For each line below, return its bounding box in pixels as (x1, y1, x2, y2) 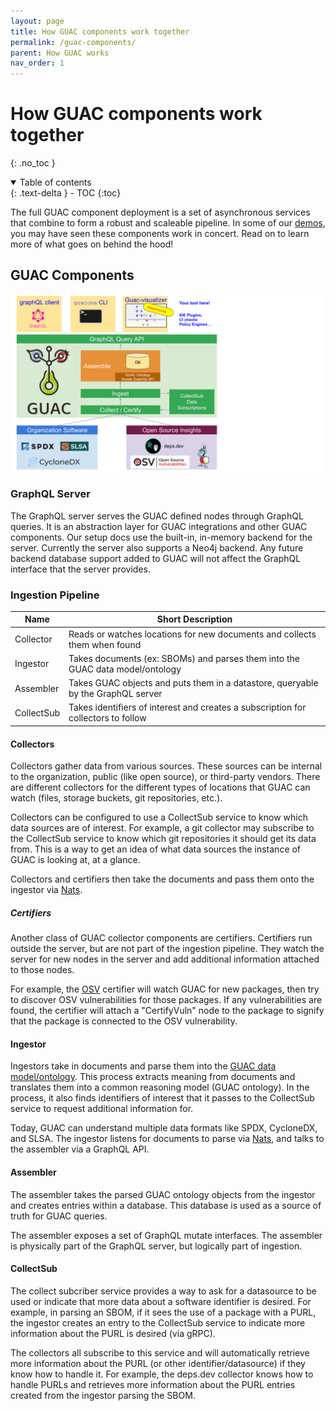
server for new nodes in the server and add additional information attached (10, 953, 320, 965)
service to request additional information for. (10, 1103, 194, 1115)
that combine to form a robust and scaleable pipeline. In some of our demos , (10, 217, 326, 229)
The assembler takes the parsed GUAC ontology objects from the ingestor (10, 1188, 316, 1200)
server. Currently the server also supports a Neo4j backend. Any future (10, 541, 304, 554)
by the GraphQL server (68, 688, 163, 700)
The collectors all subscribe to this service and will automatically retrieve (10, 1346, 310, 1359)
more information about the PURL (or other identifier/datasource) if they (10, 1357, 306, 1369)
